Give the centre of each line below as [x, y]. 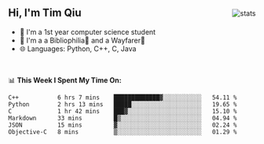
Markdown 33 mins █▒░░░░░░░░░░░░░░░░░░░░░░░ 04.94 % [123, 118]
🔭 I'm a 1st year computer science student [87, 31]
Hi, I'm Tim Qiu [45, 13]
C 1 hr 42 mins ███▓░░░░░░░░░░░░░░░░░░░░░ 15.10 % [123, 111]
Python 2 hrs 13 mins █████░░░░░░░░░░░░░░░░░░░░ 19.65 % [123, 104]
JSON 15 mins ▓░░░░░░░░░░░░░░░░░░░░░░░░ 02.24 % [123, 125]
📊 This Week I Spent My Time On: [65, 80]
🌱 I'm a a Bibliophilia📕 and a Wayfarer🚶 [82, 40]
